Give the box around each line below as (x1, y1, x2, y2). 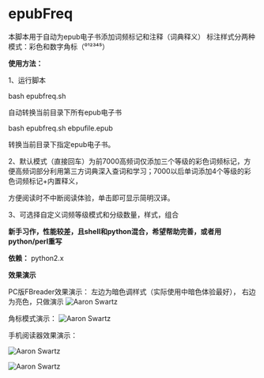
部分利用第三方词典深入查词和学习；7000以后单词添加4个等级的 (35, 166, 245, 176)
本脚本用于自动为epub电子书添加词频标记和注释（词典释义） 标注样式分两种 (8, 32, 255, 41)
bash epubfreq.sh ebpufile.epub (8, 123, 113, 133)
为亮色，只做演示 (8, 297, 64, 306)
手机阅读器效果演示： (8, 330, 77, 340)
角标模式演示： (8, 313, 57, 323)
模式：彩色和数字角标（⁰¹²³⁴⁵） (8, 41, 109, 51)
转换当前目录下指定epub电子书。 (8, 139, 115, 149)
